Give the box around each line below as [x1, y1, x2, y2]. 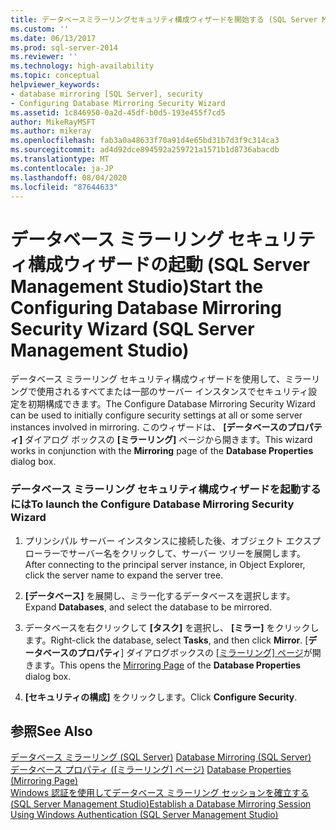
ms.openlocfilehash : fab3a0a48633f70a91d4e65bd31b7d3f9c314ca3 [10, 136, 280, 146]
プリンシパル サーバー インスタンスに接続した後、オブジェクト [24, 534, 284, 546]
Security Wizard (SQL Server [10, 317, 255, 340]
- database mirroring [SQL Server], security [10, 89, 203, 99]
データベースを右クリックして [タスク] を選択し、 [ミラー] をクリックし [24, 621, 320, 633]
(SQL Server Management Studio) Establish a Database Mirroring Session [10, 798, 312, 810]
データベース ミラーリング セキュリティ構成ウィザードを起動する [10, 482, 322, 496]
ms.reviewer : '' [10, 52, 78, 62]
